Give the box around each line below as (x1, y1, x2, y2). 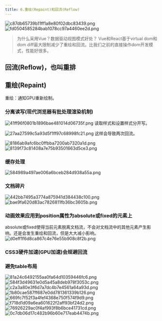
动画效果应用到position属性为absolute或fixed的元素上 (5, 212, 132, 219)
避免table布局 (5, 263, 37, 270)
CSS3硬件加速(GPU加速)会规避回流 (5, 248, 88, 255)
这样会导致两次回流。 (95, 130, 137, 136)
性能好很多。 (25, 48, 51, 53)
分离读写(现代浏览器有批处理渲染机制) (5, 108, 94, 115)
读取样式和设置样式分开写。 (94, 120, 150, 126)
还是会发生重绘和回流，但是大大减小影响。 (13, 230, 98, 236)
